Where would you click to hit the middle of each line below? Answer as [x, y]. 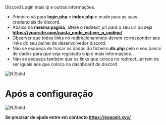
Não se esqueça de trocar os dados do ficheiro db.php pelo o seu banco [87, 48]
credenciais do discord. [36, 22]
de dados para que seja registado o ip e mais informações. [72, 54]
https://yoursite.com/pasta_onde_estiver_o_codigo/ [67, 32]
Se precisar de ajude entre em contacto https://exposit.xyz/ [68, 117]
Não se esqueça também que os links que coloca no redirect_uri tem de [86, 59]
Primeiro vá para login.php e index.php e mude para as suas [75, 17]
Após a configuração [49, 94]
